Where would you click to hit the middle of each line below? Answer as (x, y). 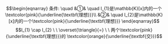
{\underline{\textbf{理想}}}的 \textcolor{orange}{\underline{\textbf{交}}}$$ (84, 36)
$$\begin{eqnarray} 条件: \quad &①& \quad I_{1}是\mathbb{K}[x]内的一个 (84, 8)
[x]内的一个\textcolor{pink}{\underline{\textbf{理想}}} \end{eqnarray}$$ (84, 21)
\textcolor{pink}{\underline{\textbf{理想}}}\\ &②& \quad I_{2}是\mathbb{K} (84, 15)
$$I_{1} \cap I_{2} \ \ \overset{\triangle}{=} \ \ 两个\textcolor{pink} (84, 30)
